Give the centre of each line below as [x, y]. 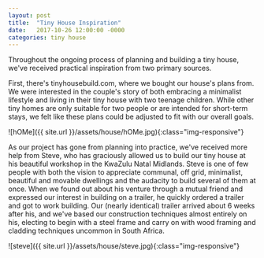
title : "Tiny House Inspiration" [65, 23]
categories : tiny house [47, 37]
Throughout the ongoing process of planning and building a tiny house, [124, 60]
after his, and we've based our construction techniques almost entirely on [128, 214]
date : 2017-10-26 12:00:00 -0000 [67, 30]
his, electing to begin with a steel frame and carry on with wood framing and [132, 223]
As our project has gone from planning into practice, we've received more [128, 147]
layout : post [30, 15]
